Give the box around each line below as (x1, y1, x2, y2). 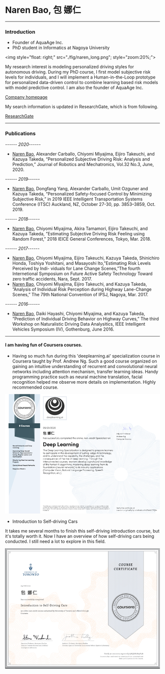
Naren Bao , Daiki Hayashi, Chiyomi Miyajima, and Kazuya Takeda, (12, 310, 145, 316)
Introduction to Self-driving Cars (12, 519, 78, 525)
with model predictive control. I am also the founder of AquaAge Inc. (5, 84, 143, 91)
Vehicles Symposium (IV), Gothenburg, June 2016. (12, 326, 114, 332)
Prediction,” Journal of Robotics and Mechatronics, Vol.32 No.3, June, (12, 161, 154, 167)
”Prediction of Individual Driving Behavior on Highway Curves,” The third (12, 315, 159, 322)
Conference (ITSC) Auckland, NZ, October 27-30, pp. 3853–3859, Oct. (12, 201, 156, 207)
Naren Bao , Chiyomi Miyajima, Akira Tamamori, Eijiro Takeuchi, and (12, 225, 148, 231)
